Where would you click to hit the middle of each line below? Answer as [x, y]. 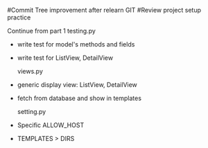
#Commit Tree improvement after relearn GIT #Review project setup [104, 10]
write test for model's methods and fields [76, 44]
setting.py [32, 112]
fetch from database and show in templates [79, 98]
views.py [30, 71]
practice [19, 17]
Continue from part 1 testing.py [51, 31]
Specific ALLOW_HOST [51, 125]
